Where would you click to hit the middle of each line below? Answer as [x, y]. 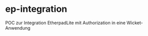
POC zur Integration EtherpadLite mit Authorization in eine [65, 23]
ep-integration [36, 9]
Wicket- [135, 23]
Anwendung [18, 28]
